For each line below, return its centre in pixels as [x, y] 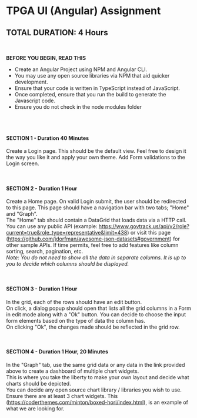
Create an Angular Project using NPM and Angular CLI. [81, 69]
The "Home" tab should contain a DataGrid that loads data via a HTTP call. [96, 220]
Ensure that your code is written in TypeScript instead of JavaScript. [97, 88]
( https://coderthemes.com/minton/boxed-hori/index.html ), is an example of [97, 402]
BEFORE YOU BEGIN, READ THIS [46, 58]
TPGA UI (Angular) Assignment [84, 11]
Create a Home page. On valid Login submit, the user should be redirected [96, 202]
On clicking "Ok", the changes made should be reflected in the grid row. [93, 327]
